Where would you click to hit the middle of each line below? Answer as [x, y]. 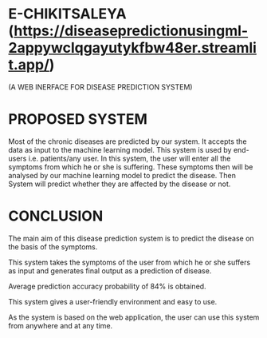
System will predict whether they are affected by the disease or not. [120, 184]
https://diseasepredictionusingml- [131, 31]
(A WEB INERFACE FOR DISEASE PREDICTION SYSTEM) [100, 87]
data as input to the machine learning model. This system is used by [120, 149]
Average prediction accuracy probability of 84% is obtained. [107, 286]
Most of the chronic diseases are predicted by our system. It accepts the [128, 141]
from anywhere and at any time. [61, 325]
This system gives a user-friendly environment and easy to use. [113, 301]
